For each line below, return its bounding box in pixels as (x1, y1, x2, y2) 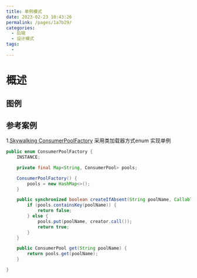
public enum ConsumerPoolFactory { (6, 149, 93, 155)
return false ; (37, 208, 72, 214)
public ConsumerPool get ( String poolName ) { (16, 245, 127, 252)
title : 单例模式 (6, 8, 42, 15)
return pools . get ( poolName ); (27, 251, 98, 257)
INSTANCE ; (16, 155, 41, 160)
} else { (27, 213, 49, 219)
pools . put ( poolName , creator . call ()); (37, 218, 133, 224)
